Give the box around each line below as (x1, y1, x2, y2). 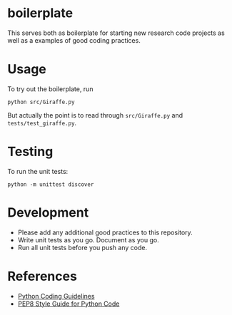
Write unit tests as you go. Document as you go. (17, 235, 159, 244)
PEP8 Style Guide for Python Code (17, 299, 120, 308)
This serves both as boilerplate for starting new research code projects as (7, 29, 225, 37)
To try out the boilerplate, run (7, 84, 94, 93)
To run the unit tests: (7, 167, 69, 175)
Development (7, 205, 89, 220)
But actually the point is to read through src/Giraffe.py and (7, 110, 183, 119)
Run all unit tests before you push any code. (17, 243, 148, 252)
